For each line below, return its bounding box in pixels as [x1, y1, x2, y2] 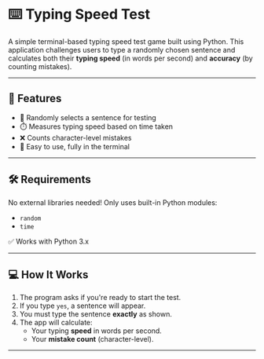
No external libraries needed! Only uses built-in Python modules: [8, 197, 218, 207]
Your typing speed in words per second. [31, 326, 163, 335]
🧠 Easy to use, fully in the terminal [19, 141, 130, 151]
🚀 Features [8, 92, 62, 105]
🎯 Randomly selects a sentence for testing [19, 112, 157, 122]
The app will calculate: [19, 318, 93, 328]
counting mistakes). [8, 61, 72, 71]
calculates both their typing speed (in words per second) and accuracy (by [8, 53, 253, 63]
